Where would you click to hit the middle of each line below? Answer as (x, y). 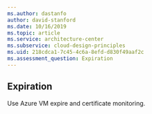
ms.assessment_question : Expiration (60, 59)
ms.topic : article (34, 33)
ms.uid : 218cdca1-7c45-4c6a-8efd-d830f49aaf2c (76, 53)
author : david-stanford (42, 20)
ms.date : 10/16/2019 (37, 26)
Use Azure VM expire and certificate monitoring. (76, 103)
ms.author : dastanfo (37, 13)
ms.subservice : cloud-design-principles (67, 46)
